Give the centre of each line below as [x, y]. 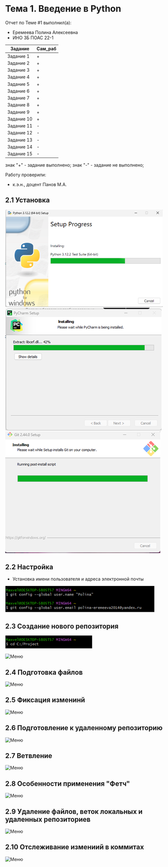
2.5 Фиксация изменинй [45, 700]
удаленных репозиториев [48, 819]
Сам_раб [46, 49]
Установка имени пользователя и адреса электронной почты [78, 579]
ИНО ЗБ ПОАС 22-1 [33, 38]
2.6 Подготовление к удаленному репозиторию [84, 728]
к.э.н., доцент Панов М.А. [39, 184]
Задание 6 [18, 91]
